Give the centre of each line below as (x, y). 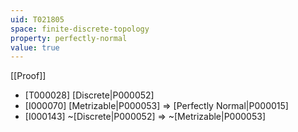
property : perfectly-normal (69, 38)
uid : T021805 (37, 19)
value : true (35, 47)
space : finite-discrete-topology (80, 29)
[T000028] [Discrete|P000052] (89, 95)
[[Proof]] (28, 76)
